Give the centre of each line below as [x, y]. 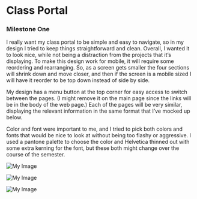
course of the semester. [36, 155]
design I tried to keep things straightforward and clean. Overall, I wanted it [98, 49]
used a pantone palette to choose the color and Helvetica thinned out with [98, 142]
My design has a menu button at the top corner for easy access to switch [97, 92]
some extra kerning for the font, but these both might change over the [93, 148]
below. [14, 117]
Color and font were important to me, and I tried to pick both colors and [95, 129]
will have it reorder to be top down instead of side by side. [78, 80]
